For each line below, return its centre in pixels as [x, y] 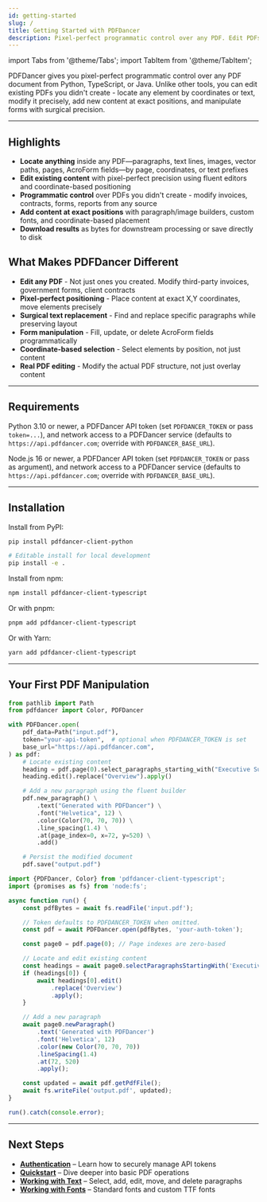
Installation [37, 508]
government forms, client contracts [77, 290]
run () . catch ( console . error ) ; [56, 1112]
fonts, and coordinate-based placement [85, 220]
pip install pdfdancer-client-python [71, 542]
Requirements [44, 407]
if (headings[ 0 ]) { [55, 973]
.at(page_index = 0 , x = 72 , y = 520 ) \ [94, 835]
